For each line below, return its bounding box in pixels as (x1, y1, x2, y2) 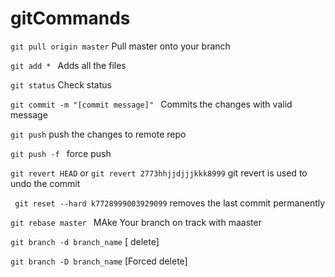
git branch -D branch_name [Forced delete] (10, 255, 188, 267)
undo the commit (10, 177, 81, 189)
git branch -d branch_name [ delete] (10, 235, 160, 247)
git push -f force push (10, 147, 112, 159)
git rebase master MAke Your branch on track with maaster (10, 216, 262, 228)
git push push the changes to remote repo (10, 128, 187, 140)
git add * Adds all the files (10, 59, 127, 71)
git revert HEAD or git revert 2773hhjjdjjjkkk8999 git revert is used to (10, 167, 308, 179)
